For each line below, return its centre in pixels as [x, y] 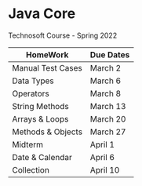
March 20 [108, 119]
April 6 [102, 157]
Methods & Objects [47, 132]
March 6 [106, 81]
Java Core [42, 14]
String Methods [40, 106]
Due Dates [110, 54]
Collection [31, 170]
